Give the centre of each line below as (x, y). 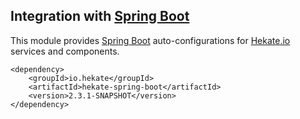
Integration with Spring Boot (100, 16)
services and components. (65, 51)
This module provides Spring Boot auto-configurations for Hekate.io (150, 40)
